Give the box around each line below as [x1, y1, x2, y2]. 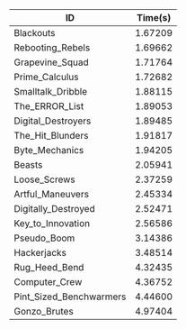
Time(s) [136, 12, 172, 23]
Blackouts [13, 27, 56, 39]
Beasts [13, 159, 43, 170]
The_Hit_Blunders [13, 130, 89, 142]
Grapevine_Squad [13, 56, 90, 69]
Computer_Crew [13, 276, 83, 288]
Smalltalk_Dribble [13, 86, 88, 97]
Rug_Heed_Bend [13, 261, 84, 273]
